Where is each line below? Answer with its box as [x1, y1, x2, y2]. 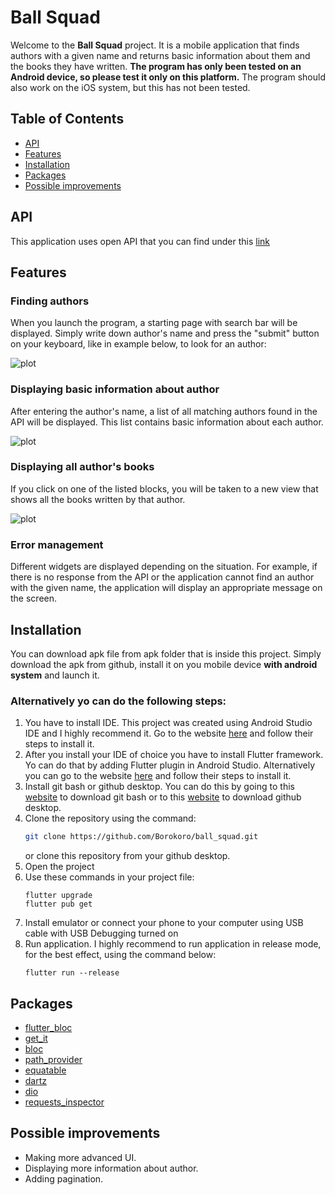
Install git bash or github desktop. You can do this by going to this [24, 781, 295, 793]
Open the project [24, 861, 95, 873]
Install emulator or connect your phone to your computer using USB [24, 917, 304, 929]
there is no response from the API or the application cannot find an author [10, 571, 315, 583]
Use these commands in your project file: [24, 871, 195, 883]
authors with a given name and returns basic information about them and [10, 49, 311, 61]
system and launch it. [10, 669, 100, 681]
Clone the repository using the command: [24, 812, 197, 825]
